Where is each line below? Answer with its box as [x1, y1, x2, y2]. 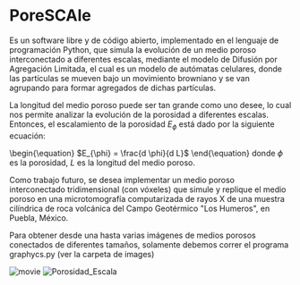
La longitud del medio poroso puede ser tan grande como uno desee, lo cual [9, 99, 292, 110]
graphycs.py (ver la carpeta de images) [9, 248, 155, 259]
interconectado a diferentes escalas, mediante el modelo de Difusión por [9, 54, 278, 64]
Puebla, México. [9, 212, 69, 223]
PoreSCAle [9, 5, 91, 26]
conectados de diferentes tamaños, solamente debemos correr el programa [9, 239, 289, 250]
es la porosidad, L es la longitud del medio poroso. [9, 157, 195, 168]
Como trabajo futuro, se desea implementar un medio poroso [9, 174, 236, 185]
